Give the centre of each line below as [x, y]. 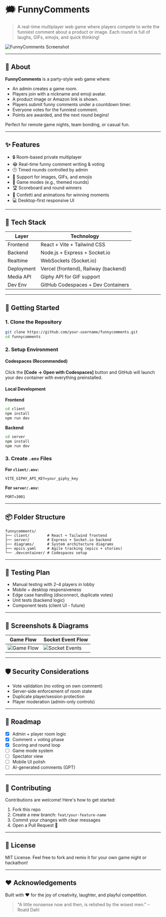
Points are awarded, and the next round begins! [61, 115]
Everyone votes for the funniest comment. [55, 109]
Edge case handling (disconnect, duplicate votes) [63, 595]
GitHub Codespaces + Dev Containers [85, 285]
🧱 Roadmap [23, 722]
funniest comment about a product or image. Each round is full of [84, 32]
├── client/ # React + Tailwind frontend [56, 536]
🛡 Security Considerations [47, 672]
